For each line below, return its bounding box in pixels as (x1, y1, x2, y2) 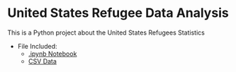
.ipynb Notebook (28, 49, 77, 58)
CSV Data (28, 56, 57, 65)
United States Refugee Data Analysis (7, 5, 229, 21)
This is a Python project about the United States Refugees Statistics (7, 28, 206, 37)
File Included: (17, 42, 57, 50)
